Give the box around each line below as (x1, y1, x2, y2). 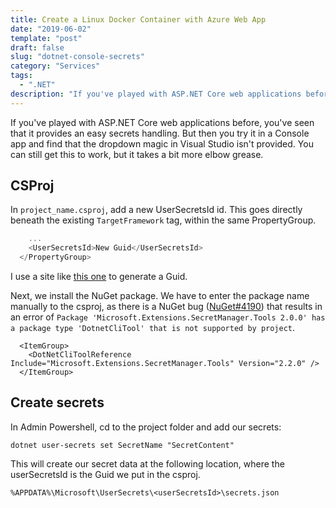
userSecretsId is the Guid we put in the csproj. (10, 468, 201, 480)
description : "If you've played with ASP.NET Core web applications (10, 89, 302, 99)
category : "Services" (10, 61, 101, 71)
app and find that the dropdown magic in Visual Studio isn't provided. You (10, 137, 314, 150)
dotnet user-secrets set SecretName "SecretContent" (10, 440, 235, 450)
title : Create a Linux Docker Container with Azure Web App (10, 14, 267, 25)
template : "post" (10, 33, 83, 43)
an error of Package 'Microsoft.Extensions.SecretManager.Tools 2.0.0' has (10, 311, 326, 323)
